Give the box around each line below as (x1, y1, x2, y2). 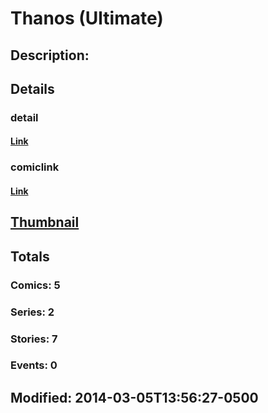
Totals (10, 248, 50, 265)
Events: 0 (10, 358, 58, 372)
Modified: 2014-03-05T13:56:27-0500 (10, 389, 259, 406)
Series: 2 (10, 305, 55, 319)
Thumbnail (10, 214, 80, 231)
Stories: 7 (10, 332, 58, 346)
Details (10, 80, 55, 97)
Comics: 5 (10, 278, 61, 292)
